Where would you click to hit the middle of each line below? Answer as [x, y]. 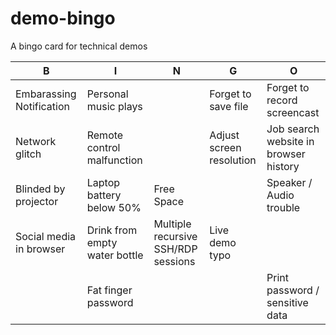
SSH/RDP [175, 249]
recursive [175, 236]
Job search [293, 129]
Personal [107, 94]
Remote [105, 135]
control [103, 147]
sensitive [287, 302]
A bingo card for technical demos [79, 46]
